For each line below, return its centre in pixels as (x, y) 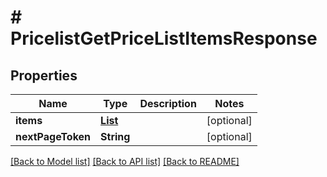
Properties (44, 75)
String (115, 136)
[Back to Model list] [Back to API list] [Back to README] (125, 161)
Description (168, 103)
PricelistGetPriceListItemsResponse (164, 38)
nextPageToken (53, 136)
